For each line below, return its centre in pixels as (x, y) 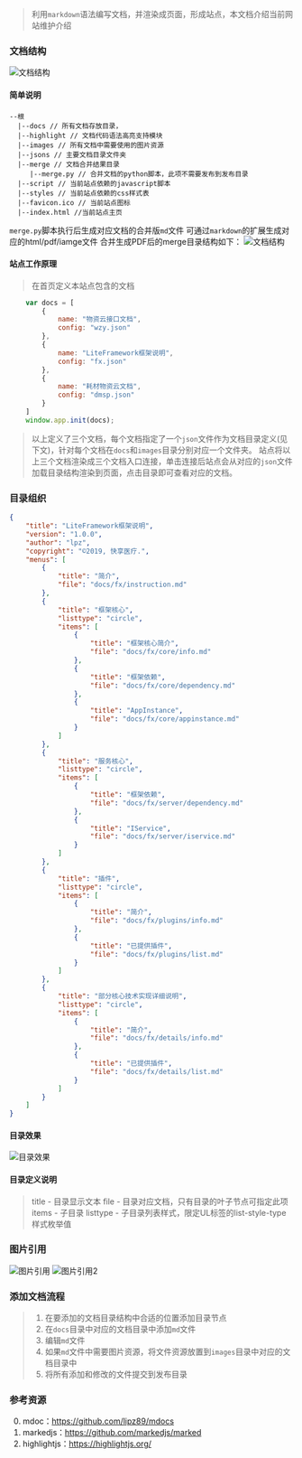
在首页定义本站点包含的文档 (83, 285)
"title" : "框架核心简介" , (134, 644)
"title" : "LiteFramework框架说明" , (90, 526)
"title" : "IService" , (130, 828)
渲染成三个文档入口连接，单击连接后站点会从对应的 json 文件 (182, 461)
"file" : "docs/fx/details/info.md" (156, 1038)
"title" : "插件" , (88, 879)
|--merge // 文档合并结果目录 (69, 164)
